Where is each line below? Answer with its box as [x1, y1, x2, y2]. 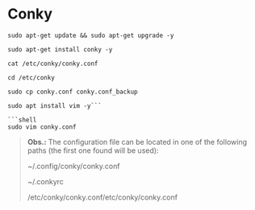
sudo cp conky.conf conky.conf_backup [7, 88, 138, 96]
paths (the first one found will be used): [27, 146, 159, 155]
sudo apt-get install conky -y [7, 45, 113, 53]
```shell [7, 116, 37, 124]
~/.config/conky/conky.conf [27, 161, 120, 171]
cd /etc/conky [7, 73, 56, 81]
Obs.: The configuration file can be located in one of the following [27, 137, 248, 146]
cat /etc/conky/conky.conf [7, 60, 98, 68]
